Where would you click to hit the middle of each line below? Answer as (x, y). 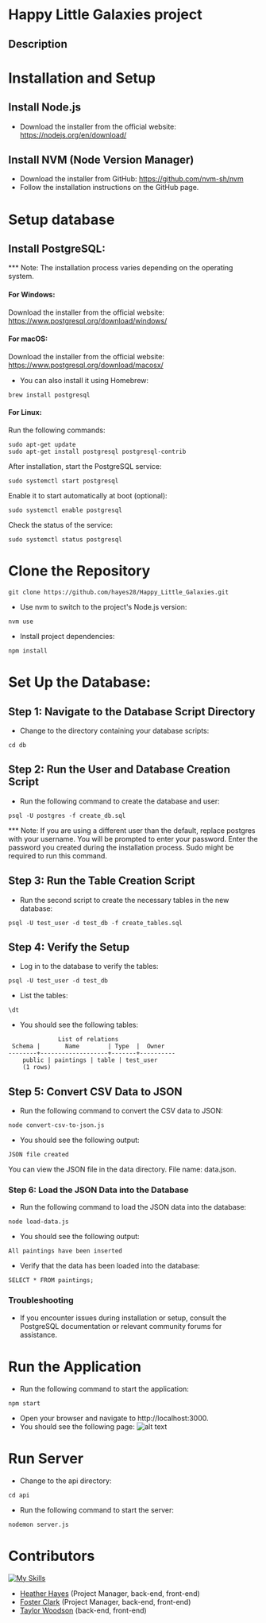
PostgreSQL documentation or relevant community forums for (121, 1326)
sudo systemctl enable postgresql (66, 510)
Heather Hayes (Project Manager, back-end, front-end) (110, 1593)
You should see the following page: (77, 1426)
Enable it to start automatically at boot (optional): (88, 496)
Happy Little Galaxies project (105, 15)
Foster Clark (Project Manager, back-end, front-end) (105, 1602)
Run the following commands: (57, 430)
